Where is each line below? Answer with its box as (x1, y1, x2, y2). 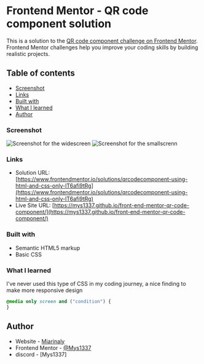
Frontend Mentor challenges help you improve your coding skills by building (6, 44, 198, 51)
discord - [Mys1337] (15, 350, 67, 358)
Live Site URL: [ (15, 202, 55, 209)
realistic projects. (6, 50, 50, 57)
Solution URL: (15, 169, 50, 176)
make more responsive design (6, 287, 83, 294)
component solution (6, 17, 112, 31)
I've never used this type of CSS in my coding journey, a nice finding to (6, 280, 186, 287)
